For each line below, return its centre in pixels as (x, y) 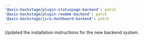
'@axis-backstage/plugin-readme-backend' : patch (56, 14)
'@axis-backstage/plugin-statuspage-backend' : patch (60, 10)
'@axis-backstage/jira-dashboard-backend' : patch (57, 19)
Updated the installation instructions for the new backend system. (72, 33)
